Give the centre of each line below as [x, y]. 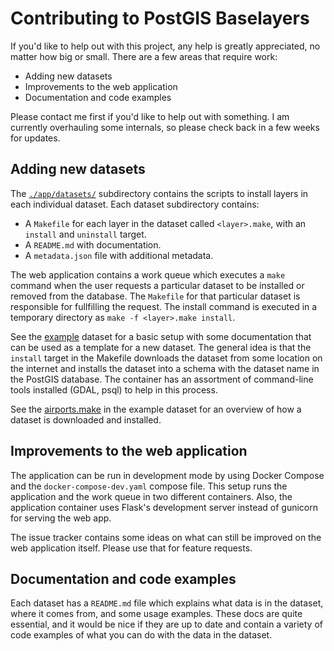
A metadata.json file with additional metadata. [119, 255]
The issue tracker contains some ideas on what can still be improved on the [166, 537]
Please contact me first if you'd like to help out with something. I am [150, 116]
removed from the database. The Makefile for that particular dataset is [155, 296]
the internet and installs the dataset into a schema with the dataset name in [165, 368]
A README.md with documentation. [93, 244]
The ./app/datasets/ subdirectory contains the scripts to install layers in [159, 193]
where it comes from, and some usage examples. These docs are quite [156, 614]
